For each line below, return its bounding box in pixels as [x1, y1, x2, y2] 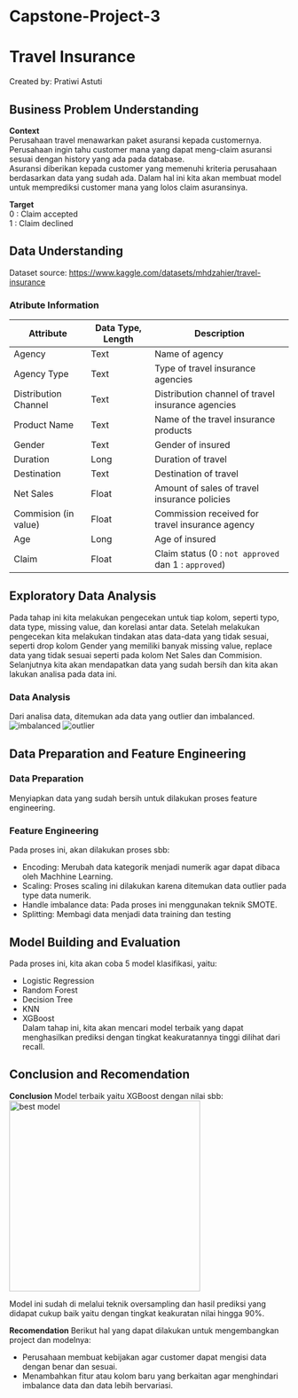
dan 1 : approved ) [154, 559, 226, 571]
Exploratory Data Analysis [9, 588, 157, 604]
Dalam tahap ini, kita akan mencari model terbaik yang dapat [21, 1022, 244, 1033]
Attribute [28, 327, 68, 340]
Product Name [13, 419, 74, 431]
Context [9, 125, 40, 136]
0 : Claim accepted [9, 208, 78, 219]
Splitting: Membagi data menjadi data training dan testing [21, 909, 231, 920]
